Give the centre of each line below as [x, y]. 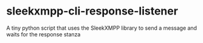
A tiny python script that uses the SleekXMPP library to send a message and [102, 28]
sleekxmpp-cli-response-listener [92, 11]
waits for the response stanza [43, 34]
